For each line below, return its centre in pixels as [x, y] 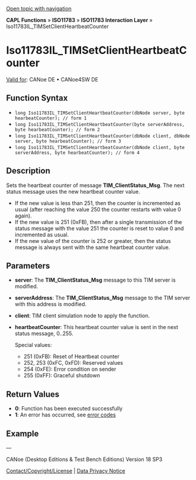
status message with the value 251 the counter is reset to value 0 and [99, 228]
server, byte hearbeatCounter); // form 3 [68, 141]
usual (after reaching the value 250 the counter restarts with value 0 [98, 209]
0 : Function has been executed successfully [69, 409]
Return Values [33, 394]
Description [28, 171]
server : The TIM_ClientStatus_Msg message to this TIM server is [95, 280]
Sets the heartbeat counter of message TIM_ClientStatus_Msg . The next [95, 185]
